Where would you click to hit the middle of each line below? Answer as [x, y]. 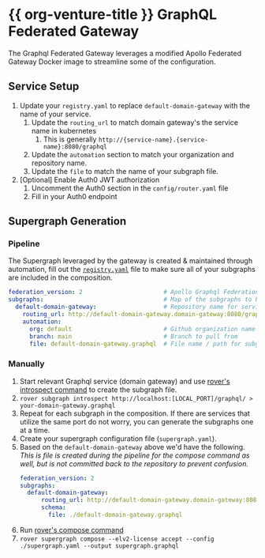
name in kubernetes [64, 130]
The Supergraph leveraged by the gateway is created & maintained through [131, 261]
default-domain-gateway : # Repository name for [127, 307]
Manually [26, 364]
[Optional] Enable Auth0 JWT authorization [90, 179]
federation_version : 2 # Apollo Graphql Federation [134, 292]
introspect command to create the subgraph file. [98, 390]
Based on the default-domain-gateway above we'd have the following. [132, 447]
